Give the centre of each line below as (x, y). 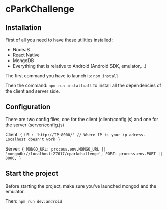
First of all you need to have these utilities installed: (59, 40)
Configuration (28, 107)
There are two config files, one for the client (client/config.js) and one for (82, 119)
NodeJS (21, 50)
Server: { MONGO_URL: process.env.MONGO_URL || (56, 148)
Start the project (32, 174)
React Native (26, 55)
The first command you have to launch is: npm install (62, 76)
